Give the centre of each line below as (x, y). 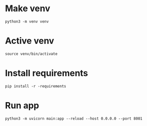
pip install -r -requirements (36, 86)
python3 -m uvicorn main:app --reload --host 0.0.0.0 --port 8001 (74, 118)
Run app (22, 105)
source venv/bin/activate (31, 54)
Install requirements (47, 73)
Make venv (28, 9)
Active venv (30, 41)
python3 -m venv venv (27, 21)
